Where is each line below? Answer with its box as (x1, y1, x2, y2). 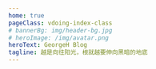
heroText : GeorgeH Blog (8, 41, 88, 49)
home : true (8, 11, 45, 20)
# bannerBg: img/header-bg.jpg (8, 26, 113, 34)
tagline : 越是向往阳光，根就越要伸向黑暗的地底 (8, 48, 148, 56)
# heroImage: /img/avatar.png (8, 33, 110, 42)
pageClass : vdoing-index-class (8, 19, 113, 27)
